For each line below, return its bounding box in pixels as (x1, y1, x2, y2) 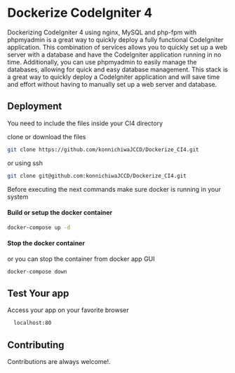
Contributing (7, 339, 65, 351)
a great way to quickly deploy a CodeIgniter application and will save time (7, 72, 220, 81)
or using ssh (7, 159, 43, 167)
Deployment (7, 100, 62, 113)
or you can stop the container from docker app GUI (7, 254, 155, 263)
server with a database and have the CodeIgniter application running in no (7, 50, 222, 59)
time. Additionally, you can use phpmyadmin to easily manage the (7, 57, 197, 66)
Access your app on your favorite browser (7, 306, 130, 314)
